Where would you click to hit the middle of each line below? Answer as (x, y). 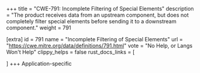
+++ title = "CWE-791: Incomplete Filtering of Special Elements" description (100, 9)
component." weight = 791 (39, 28)
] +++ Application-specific (39, 63)
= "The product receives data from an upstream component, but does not (98, 15)
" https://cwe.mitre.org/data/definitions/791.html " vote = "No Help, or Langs (99, 45)
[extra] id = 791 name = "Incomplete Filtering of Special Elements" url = (95, 39)
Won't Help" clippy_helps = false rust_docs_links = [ (70, 52)
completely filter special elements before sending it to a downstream (91, 21)
